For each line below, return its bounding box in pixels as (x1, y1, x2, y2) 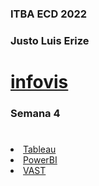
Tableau (23, 143, 57, 156)
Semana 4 (10, 106, 61, 120)
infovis (10, 71, 69, 94)
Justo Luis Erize (10, 33, 90, 47)
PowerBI (23, 154, 58, 166)
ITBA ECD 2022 (10, 7, 88, 21)
